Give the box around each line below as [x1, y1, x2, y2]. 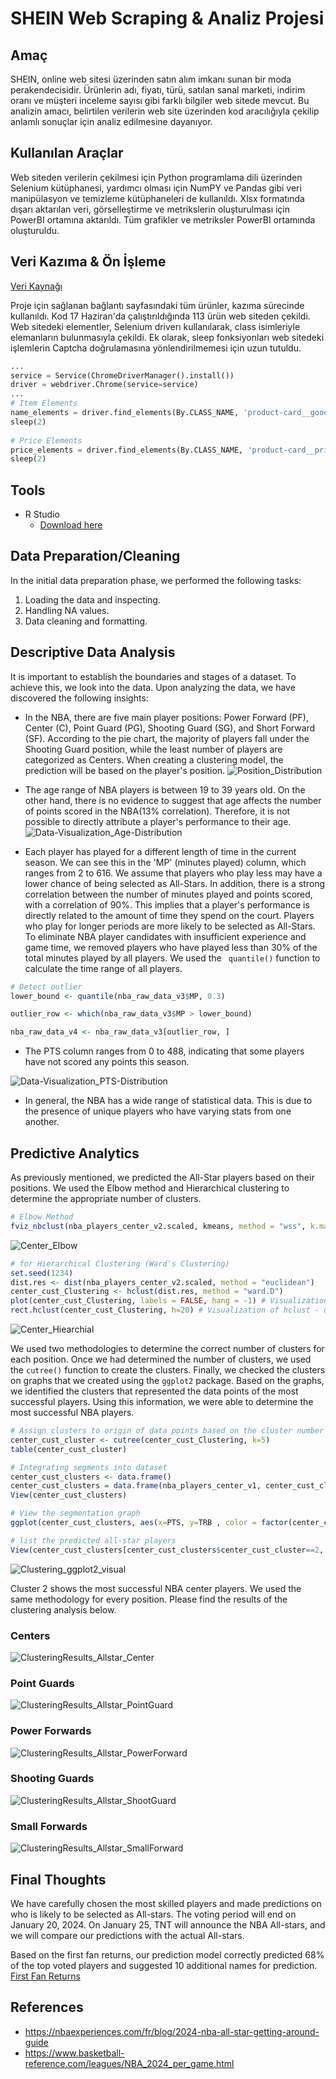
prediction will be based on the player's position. [24, 764, 226, 776]
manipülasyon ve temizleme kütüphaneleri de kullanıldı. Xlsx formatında [10, 192, 305, 204]
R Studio [24, 508, 60, 521]
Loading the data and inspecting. [24, 593, 161, 606]
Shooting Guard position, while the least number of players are [24, 743, 283, 755]
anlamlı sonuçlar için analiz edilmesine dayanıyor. [10, 116, 213, 127]
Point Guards [10, 1676, 75, 1690]
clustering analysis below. [10, 1603, 117, 1616]
